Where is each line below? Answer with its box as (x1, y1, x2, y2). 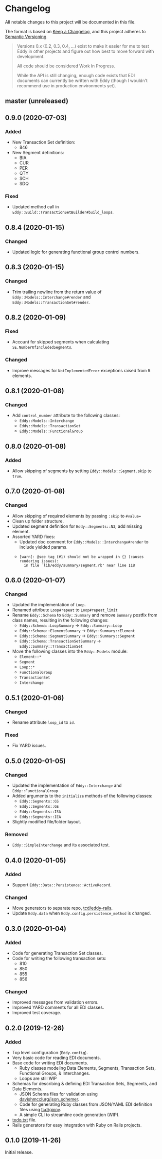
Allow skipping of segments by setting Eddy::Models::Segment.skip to (12, 468, 152, 474)
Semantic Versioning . (5, 34, 48, 40)
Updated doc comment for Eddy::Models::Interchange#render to (19, 539, 149, 544)
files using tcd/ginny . (19, 1107, 62, 1113)
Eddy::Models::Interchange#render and (12, 294, 91, 300)
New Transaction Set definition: (12, 140, 75, 145)
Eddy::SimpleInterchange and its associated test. (12, 842, 110, 848)
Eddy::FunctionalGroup (12, 789, 58, 794)
